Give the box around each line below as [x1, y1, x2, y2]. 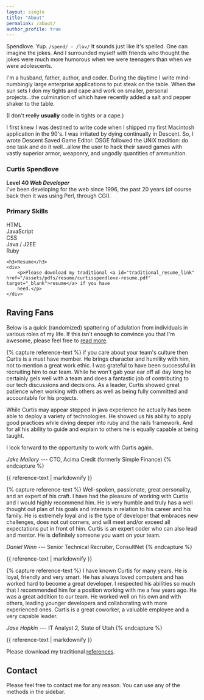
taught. [6, 432, 24, 439]
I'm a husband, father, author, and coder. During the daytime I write [6, 74, 175, 81]
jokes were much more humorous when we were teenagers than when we [6, 56, 192, 63]
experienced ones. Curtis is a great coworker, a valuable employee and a [6, 606, 189, 613]
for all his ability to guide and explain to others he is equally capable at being [6, 426, 199, 433]
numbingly [6, 81, 33, 88]
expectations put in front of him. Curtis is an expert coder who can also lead [6, 525, 197, 532]
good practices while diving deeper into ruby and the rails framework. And [6, 419, 193, 426]
